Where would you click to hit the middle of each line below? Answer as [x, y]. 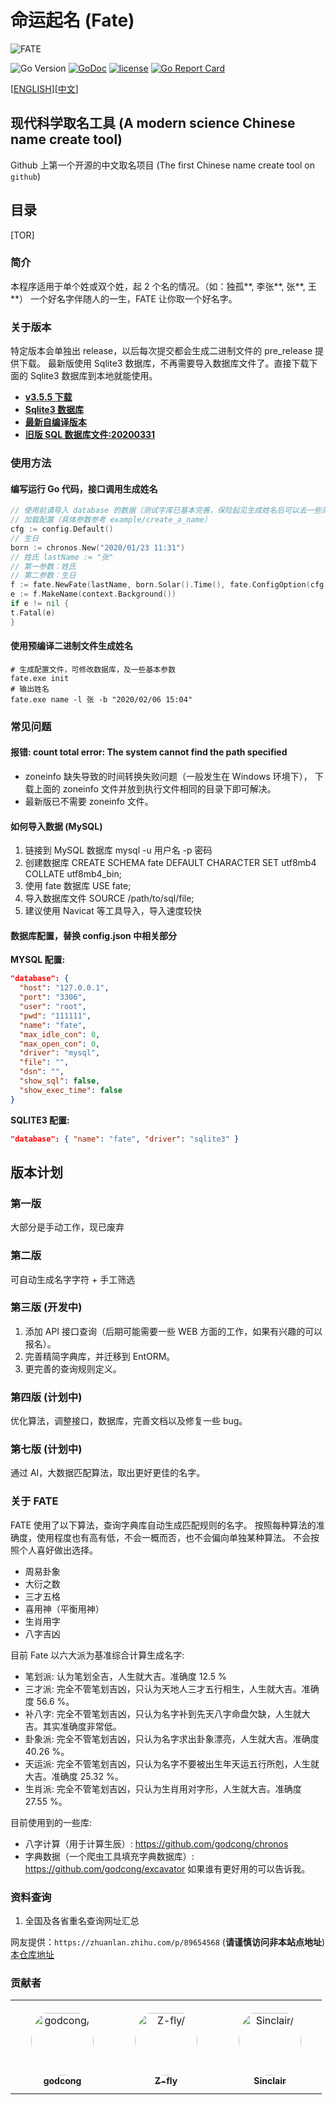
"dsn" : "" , [42, 1072]
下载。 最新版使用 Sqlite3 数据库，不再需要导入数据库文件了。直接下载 [164, 363]
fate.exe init [40, 678]
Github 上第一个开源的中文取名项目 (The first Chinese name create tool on [162, 165]
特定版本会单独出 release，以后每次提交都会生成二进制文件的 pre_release [161, 351]
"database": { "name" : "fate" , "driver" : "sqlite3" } [125, 1139]
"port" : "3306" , [53, 997]
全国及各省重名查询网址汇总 [82, 1920]
